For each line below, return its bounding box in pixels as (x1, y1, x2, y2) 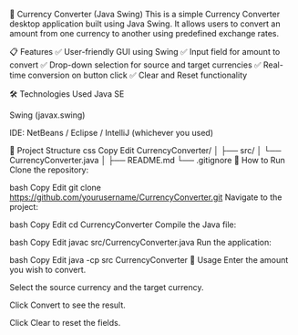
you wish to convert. (9, 265, 87, 275)
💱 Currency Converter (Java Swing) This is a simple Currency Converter (9, 9, 281, 19)
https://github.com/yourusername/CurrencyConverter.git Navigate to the (9, 192, 283, 203)
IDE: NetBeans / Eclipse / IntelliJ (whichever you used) (9, 128, 214, 138)
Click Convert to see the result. (9, 299, 126, 310)
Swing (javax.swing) (9, 110, 86, 120)
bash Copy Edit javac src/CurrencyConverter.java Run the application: (9, 237, 272, 247)
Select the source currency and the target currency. (9, 282, 204, 292)
